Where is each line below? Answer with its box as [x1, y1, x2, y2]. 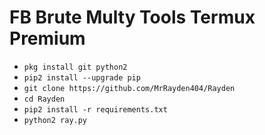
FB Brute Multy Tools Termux [9, 6, 256, 29]
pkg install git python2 [23, 62, 128, 72]
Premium [9, 27, 86, 50]
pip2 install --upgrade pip [23, 72, 141, 83]
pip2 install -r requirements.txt [23, 104, 168, 115]
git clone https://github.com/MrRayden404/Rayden [23, 83, 236, 93]
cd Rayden [23, 94, 66, 104]
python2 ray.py [23, 115, 88, 125]
